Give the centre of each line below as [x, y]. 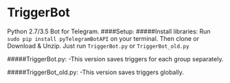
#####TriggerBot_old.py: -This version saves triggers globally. [95, 72]
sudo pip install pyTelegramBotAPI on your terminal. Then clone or [103, 38]
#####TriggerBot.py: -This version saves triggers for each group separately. [115, 59]
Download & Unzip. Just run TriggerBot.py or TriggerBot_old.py [98, 46]
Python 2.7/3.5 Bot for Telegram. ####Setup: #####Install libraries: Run [109, 31]
